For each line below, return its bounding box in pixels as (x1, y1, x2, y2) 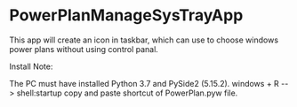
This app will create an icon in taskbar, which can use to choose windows (9, 34, 278, 45)
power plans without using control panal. (9, 43, 158, 54)
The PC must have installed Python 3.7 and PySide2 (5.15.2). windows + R (9, 78, 280, 88)
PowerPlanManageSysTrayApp (9, 5, 244, 26)
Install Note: (9, 61, 53, 72)
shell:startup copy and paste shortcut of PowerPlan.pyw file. (16, 88, 238, 98)
